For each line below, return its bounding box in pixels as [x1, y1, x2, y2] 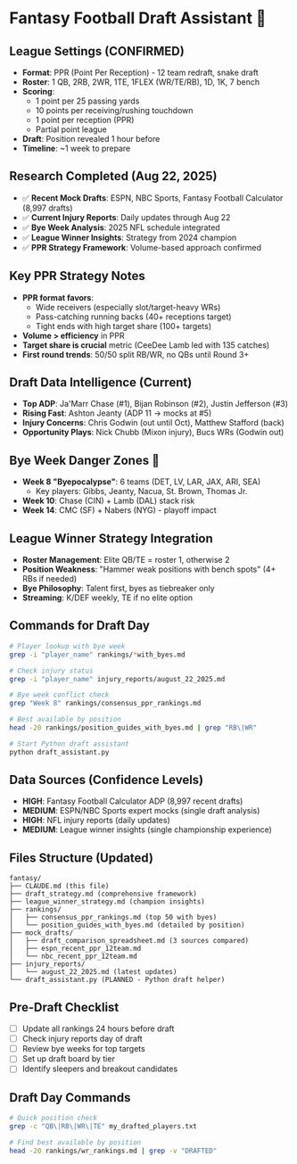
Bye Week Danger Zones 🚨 [9, 452, 161, 467]
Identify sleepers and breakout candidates [21, 1063, 178, 1074]
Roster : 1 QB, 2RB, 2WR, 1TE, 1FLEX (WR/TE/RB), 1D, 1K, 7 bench [21, 77, 260, 87]
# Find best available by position [9, 1137, 142, 1147]
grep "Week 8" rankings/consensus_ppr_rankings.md [9, 699, 202, 708]
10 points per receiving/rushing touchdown [35, 105, 194, 115]
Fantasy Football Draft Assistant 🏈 [9, 8, 267, 29]
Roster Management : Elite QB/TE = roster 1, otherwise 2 [21, 555, 230, 565]
